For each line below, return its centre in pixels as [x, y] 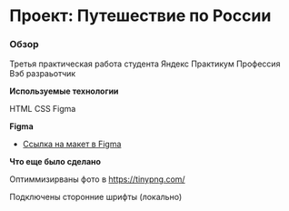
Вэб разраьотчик [43, 74]
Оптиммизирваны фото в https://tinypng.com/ [97, 179]
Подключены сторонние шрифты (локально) [96, 197]
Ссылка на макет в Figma [72, 144]
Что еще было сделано [55, 162]
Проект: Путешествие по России [140, 16]
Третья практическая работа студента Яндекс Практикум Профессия [145, 64]
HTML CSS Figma [43, 109]
